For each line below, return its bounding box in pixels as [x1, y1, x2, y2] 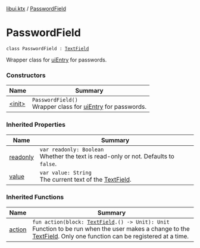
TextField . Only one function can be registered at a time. [32, 232, 189, 240]
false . [39, 160, 57, 168]
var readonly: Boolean [39, 146, 104, 153]
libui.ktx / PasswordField [6, 5, 67, 12]
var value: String [39, 169, 92, 176]
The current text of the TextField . [39, 175, 132, 183]
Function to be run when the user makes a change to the [32, 224, 190, 232]
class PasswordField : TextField [6, 45, 89, 51]
